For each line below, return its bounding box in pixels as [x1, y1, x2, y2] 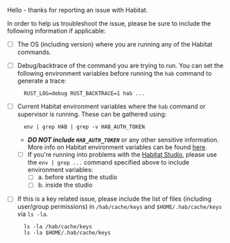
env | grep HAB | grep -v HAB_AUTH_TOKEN [24, 124, 145, 131]
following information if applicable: [7, 27, 106, 35]
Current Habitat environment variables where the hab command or [17, 102, 206, 110]
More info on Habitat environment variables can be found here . [27, 143, 208, 151]
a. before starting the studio [37, 173, 118, 181]
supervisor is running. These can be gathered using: [17, 110, 167, 119]
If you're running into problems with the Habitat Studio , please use [27, 151, 217, 159]
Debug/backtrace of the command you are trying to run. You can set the [17, 62, 224, 70]
